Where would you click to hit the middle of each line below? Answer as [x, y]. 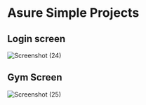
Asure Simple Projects [73, 13]
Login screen [36, 39]
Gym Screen [35, 77]
